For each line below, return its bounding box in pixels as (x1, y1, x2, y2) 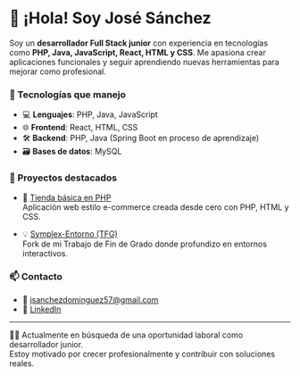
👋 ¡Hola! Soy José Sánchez (9, 8, 212, 29)
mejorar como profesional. (9, 66, 107, 77)
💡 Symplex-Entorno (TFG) (21, 228, 118, 239)
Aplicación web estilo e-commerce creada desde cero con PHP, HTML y (21, 201, 289, 213)
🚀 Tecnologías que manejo (9, 88, 127, 101)
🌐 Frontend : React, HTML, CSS (21, 122, 138, 133)
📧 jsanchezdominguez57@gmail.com (21, 294, 159, 305)
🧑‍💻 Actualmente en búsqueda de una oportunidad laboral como (9, 330, 244, 340)
